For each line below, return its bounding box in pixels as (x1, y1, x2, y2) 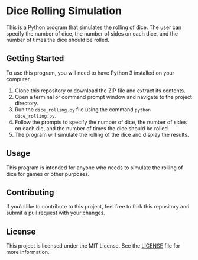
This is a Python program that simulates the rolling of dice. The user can (6, 24, 182, 31)
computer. (6, 75, 31, 82)
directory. (14, 99, 38, 107)
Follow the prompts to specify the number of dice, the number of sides (14, 118, 187, 126)
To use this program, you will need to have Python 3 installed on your (6, 69, 175, 76)
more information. (6, 249, 50, 256)
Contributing (6, 187, 54, 197)
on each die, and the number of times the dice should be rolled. (14, 124, 170, 131)
